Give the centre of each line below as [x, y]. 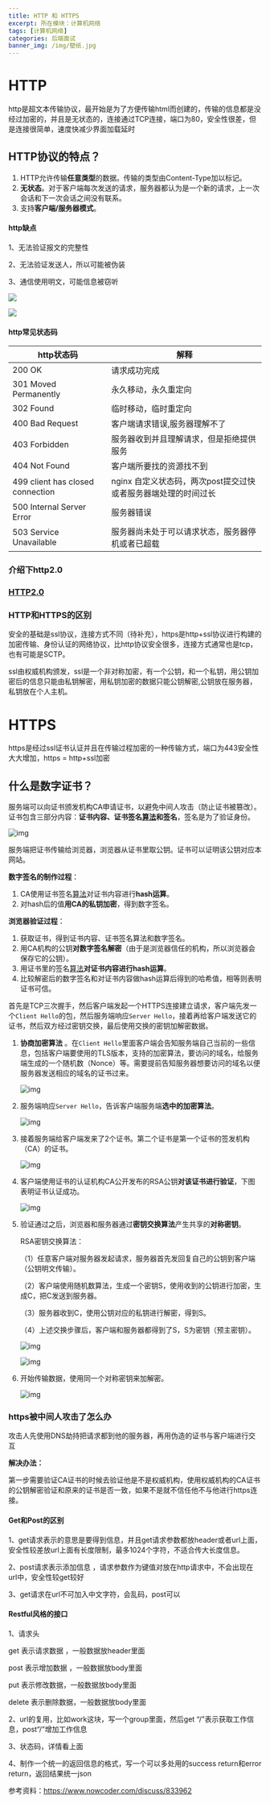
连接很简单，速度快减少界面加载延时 [75, 129]
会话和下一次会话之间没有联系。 [73, 197]
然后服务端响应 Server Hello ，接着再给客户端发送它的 [168, 1016]
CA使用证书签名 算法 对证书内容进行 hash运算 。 [97, 894]
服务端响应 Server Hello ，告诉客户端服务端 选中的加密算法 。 [119, 1106]
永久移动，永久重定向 [151, 390]
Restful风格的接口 [38, 1614]
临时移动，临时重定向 [151, 409]
